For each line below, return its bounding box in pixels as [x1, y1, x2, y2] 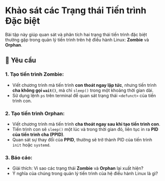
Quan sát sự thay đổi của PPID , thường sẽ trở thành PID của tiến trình [12, 136, 153, 142]
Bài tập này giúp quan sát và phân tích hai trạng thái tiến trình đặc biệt [5, 31, 147, 37]
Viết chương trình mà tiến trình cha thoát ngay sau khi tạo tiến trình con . [12, 121, 161, 127]
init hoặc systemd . [12, 142, 51, 148]
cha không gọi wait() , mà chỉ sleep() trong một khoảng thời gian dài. [12, 87, 154, 93]
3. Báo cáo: [5, 154, 33, 161]
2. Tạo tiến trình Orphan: [5, 110, 65, 117]
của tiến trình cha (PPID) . [12, 131, 65, 137]
